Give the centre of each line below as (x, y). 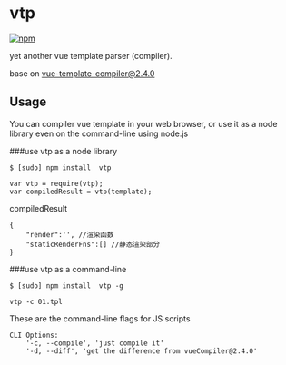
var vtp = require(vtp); (56, 183)
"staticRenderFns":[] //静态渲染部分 (93, 244)
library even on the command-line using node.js (99, 133)
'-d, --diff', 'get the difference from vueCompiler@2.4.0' (142, 351)
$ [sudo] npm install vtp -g (67, 286)
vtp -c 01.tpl (36, 301)
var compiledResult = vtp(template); (81, 192)
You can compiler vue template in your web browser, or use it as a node (143, 123)
